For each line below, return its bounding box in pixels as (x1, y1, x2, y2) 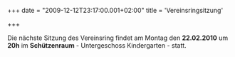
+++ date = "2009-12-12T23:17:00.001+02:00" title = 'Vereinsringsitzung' (7, 6, 224, 14)
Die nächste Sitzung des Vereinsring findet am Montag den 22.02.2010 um (7, 33, 229, 42)
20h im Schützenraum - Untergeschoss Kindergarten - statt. (7, 41, 187, 49)
